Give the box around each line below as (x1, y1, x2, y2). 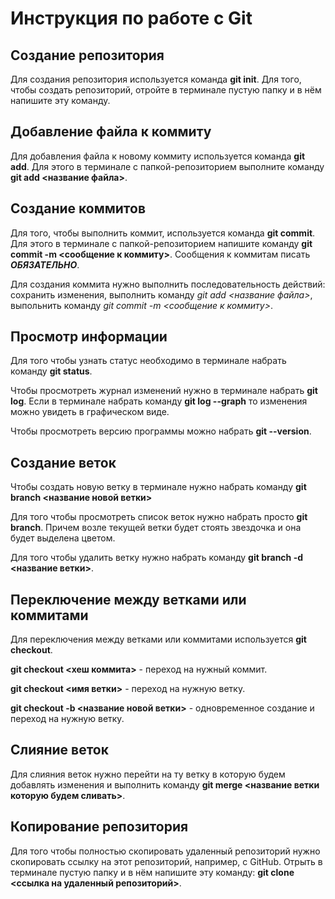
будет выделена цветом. (10, 532, 116, 544)
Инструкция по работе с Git (10, 7, 253, 30)
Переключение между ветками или (10, 591, 247, 608)
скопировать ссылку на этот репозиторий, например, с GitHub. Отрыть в (10, 855, 323, 867)
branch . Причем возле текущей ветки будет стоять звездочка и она (10, 522, 302, 534)
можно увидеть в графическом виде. (10, 406, 170, 418)
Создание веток (10, 454, 117, 471)
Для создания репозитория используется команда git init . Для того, (10, 73, 302, 85)
